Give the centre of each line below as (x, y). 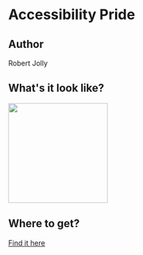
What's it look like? (56, 88)
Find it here (27, 243)
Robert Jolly (28, 63)
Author (26, 44)
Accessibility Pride (72, 15)
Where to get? (44, 224)
